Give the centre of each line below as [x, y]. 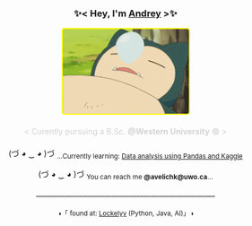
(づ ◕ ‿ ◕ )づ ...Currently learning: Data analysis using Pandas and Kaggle [126, 154]
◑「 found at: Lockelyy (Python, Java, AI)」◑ [126, 213]
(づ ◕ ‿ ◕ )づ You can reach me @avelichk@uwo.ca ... [126, 175]
